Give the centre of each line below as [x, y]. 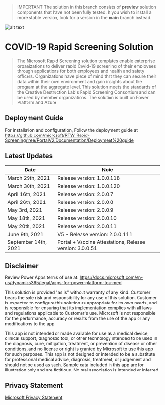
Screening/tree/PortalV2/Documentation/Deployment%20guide [69, 140]
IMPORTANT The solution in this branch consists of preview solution [86, 7]
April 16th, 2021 [27, 194]
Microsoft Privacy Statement [34, 397]
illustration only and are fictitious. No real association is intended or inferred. [82, 370]
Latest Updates [29, 156]
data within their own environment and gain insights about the [80, 81]
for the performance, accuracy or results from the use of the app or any [78, 319]
